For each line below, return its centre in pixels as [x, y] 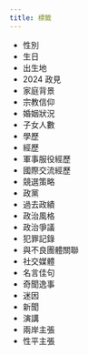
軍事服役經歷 [46, 158]
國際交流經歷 [46, 170]
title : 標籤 [30, 18]
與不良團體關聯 [50, 249]
